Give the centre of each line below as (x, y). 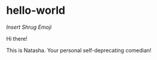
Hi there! (17, 38)
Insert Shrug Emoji (29, 27)
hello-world (36, 10)
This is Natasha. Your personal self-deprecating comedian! (79, 50)
